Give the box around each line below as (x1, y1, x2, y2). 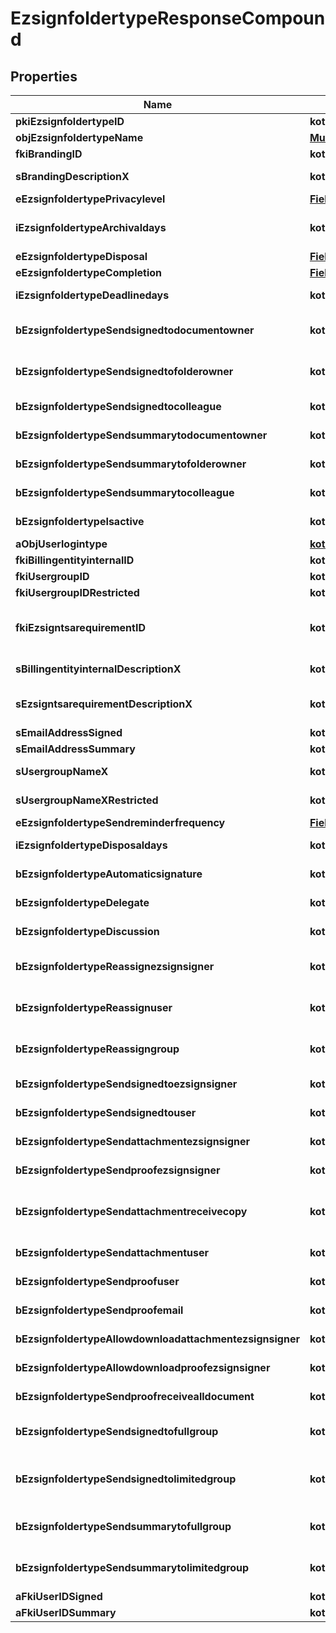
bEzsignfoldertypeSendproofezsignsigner (15, 1163, 221, 1177)
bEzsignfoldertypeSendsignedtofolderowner (15, 365, 234, 378)
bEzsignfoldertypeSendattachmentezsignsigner (15, 1135, 250, 1148)
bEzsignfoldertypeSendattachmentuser (15, 1246, 209, 1259)
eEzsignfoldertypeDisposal (15, 250, 148, 263)
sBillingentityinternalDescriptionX (15, 662, 182, 676)
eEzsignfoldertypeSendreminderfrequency (15, 816, 226, 829)
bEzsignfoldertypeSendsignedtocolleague (15, 400, 222, 413)
